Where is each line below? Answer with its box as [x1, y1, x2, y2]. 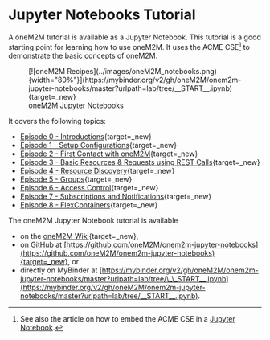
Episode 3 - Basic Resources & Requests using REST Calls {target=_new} [19, 157, 260, 166]
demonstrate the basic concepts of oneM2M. [8, 51, 158, 60]
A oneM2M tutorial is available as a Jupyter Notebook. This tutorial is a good [8, 32, 261, 42]
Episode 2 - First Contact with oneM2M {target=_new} [19, 149, 198, 158]
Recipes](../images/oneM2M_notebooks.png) [67, 66, 217, 76]
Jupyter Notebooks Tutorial [8, 6, 196, 24]
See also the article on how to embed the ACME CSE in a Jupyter [19, 313, 235, 323]
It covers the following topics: [8, 116, 106, 125]
